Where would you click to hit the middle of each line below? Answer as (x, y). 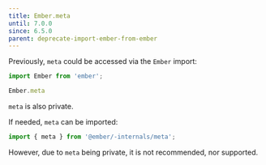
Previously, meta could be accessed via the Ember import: (103, 61)
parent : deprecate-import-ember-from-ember (83, 38)
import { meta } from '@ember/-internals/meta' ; (92, 137)
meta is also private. (41, 106)
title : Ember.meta (39, 16)
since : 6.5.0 (30, 31)
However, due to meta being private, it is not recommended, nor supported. (133, 152)
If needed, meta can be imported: (63, 122)
